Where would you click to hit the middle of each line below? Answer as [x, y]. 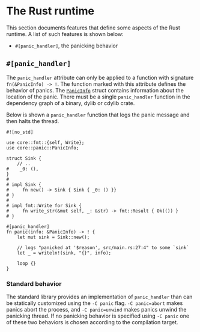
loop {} [26, 263]
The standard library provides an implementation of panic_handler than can [99, 297]
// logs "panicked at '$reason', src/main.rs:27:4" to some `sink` [103, 247]
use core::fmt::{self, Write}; [45, 142]
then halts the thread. [33, 121]
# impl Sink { [24, 184]
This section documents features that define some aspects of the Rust [93, 28]
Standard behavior [34, 283]
